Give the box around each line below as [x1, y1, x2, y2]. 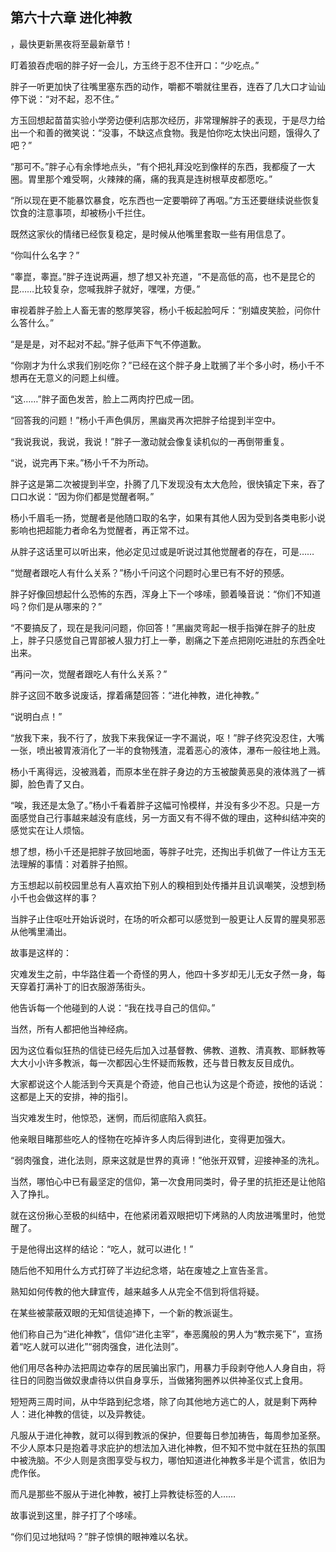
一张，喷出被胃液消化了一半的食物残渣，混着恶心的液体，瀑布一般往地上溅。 [10, 744, 326, 756]
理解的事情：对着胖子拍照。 [18, 858, 133, 870]
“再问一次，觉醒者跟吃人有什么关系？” [10, 668, 168, 680]
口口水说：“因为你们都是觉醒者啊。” [10, 490, 155, 502]
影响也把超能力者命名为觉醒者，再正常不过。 [10, 524, 195, 536]
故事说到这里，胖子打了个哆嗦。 [10, 1509, 142, 1521]
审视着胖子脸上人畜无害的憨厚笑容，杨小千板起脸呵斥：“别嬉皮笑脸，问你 [10, 304, 313, 316]
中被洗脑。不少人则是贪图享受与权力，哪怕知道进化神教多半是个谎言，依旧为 [10, 1454, 326, 1466]
